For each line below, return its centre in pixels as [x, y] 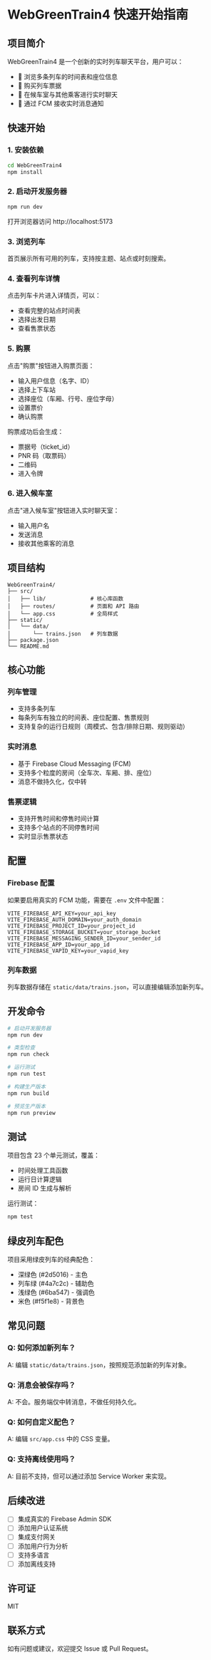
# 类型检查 [21, 1048]
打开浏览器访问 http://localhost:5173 [60, 221]
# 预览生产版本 [27, 1106]
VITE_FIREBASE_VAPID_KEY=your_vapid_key [68, 951]
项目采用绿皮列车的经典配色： [51, 1259]
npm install [25, 172]
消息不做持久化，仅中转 [52, 782]
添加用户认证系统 [43, 1528]
